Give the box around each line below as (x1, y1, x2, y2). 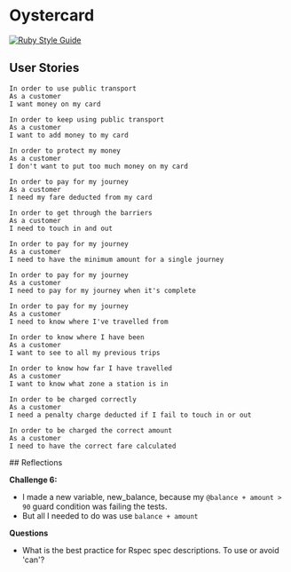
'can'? (21, 554, 45, 565)
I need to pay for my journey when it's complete (9, 286, 197, 295)
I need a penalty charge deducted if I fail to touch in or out (9, 410, 252, 419)
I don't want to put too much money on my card (9, 162, 189, 171)
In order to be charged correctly (9, 394, 138, 404)
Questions (9, 528, 49, 538)
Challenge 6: (9, 474, 58, 485)
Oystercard (9, 5, 95, 26)
